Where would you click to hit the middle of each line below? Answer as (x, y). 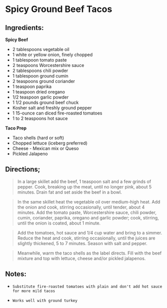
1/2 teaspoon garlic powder (40, 97)
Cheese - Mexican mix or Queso (45, 148)
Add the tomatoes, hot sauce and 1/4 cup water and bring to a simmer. (90, 232)
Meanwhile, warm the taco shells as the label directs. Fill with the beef (89, 253)
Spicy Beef (17, 39)
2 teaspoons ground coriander (44, 81)
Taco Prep (16, 128)
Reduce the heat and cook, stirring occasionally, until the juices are (86, 238)
